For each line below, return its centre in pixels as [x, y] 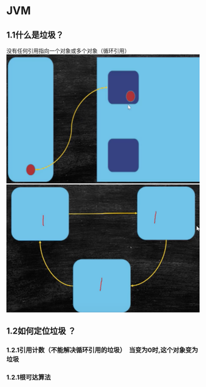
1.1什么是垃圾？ [35, 35]
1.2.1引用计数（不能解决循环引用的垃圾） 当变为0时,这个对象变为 [102, 350]
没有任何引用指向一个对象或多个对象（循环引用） [68, 51]
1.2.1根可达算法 [29, 377]
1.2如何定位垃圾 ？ [41, 331]
